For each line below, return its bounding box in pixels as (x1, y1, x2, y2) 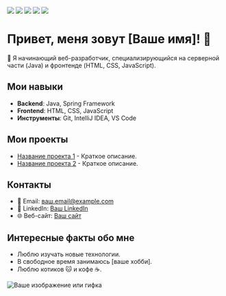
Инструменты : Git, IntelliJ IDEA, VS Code (16, 114, 137, 122)
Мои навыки (7, 81, 64, 92)
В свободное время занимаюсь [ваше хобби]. (16, 258, 153, 266)
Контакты (7, 179, 51, 190)
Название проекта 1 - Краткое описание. (16, 151, 137, 160)
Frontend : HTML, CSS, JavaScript (16, 106, 114, 114)
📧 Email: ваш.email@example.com (16, 197, 114, 206)
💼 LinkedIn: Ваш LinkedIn (16, 204, 88, 212)
